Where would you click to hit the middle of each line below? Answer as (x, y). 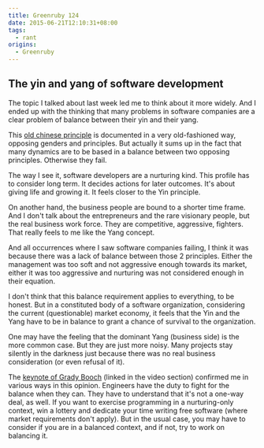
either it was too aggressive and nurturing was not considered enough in (126, 272)
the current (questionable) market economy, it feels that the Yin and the (124, 313)
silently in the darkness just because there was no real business (112, 353)
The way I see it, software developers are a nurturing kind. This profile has (129, 175)
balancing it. (28, 435)
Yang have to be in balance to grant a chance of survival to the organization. (132, 321)
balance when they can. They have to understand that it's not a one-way (126, 394)
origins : (22, 45)
